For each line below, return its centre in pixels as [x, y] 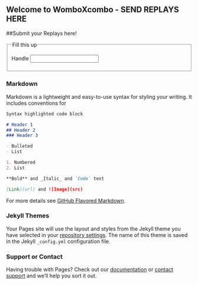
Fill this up [25, 44]
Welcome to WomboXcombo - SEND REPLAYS [92, 10]
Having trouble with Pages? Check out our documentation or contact [90, 270]
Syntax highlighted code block [45, 114]
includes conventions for [36, 103]
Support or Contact [35, 257]
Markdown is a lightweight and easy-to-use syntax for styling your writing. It [99, 96]
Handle [20, 58]
